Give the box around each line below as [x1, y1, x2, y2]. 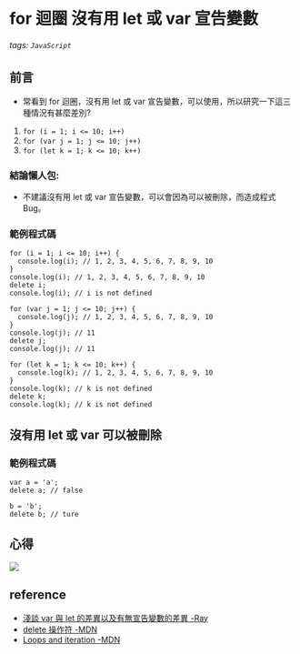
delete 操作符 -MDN [22, 624, 98, 635]
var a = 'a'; [9, 478, 59, 488]
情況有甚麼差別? [30, 106, 91, 118]
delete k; [9, 392, 47, 401]
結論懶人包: [9, 169, 60, 182]
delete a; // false [9, 486, 84, 496]
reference [9, 588, 66, 603]
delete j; [9, 337, 47, 346]
